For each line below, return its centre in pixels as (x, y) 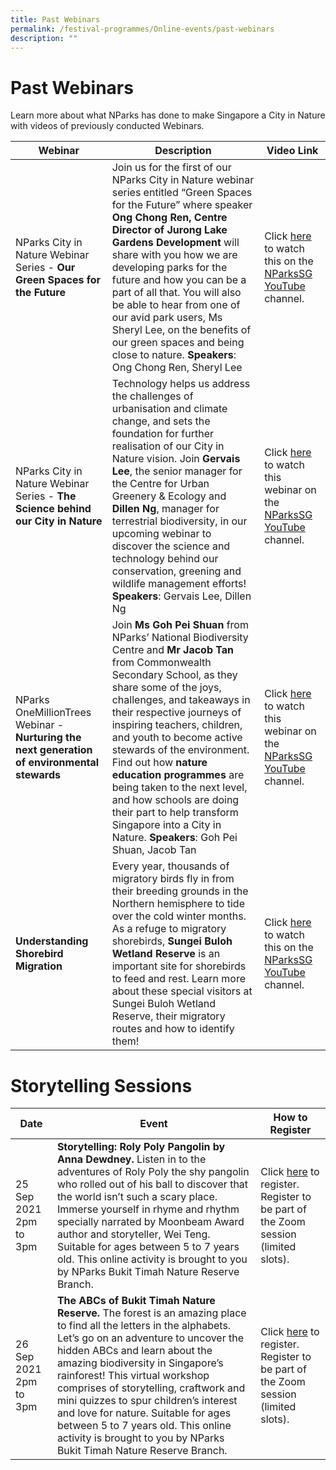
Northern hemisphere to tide (178, 904)
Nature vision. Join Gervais (176, 459)
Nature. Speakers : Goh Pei (174, 838)
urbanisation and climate (169, 409)
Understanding (52, 941)
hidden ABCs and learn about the (134, 1351)
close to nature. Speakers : (174, 355)
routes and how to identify (173, 1029)
